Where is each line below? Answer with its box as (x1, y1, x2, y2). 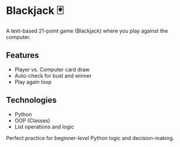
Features (6, 50, 39, 61)
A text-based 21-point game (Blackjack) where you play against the (6, 27, 168, 34)
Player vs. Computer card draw (14, 66, 90, 73)
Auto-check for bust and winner (14, 72, 92, 79)
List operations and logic (14, 123, 74, 130)
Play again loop (14, 78, 52, 85)
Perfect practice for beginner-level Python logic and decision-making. (6, 134, 174, 141)
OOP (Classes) (14, 117, 51, 124)
